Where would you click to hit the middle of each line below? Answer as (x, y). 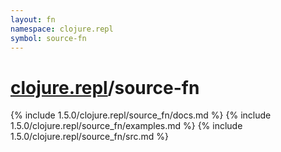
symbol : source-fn (48, 38)
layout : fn (33, 19)
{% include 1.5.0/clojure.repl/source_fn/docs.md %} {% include (141, 115)
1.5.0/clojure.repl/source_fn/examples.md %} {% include (126, 126)
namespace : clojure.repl (62, 29)
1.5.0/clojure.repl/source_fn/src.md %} (89, 137)
